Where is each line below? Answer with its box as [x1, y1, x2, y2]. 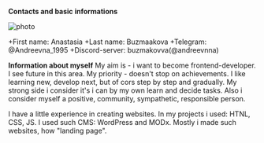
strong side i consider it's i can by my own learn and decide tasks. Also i [8, 86, 243, 95]
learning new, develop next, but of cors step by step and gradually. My [8, 78, 237, 86]
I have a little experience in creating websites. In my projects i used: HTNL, [8, 109, 251, 119]
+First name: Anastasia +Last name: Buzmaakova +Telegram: [8, 37, 207, 46]
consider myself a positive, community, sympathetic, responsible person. [8, 94, 246, 103]
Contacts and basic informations [8, 7, 118, 16]
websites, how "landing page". [8, 126, 107, 135]
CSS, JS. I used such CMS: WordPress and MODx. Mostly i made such [8, 118, 236, 126]
